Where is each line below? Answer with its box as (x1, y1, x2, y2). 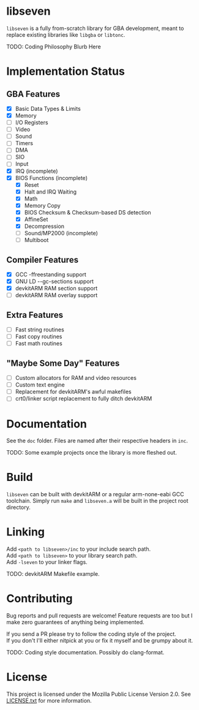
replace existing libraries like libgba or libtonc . (6, 31, 126, 38)
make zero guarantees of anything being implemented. (6, 619, 145, 626)
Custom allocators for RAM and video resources (15, 374, 137, 382)
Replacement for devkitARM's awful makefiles (15, 388, 132, 396)
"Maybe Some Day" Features (6, 358, 120, 368)
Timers (15, 140, 34, 147)
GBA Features (6, 89, 61, 99)
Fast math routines (15, 340, 62, 347)
